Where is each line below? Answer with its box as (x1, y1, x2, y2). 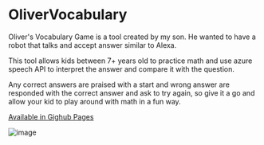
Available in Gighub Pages (8, 112, 94, 121)
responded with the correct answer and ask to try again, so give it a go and (8, 88, 255, 97)
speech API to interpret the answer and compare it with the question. (8, 64, 235, 73)
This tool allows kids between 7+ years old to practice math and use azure (8, 56, 253, 65)
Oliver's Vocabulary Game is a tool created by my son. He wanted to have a (8, 32, 257, 41)
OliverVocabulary (8, 6, 128, 24)
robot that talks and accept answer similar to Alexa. (8, 40, 177, 49)
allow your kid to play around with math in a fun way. (8, 96, 181, 106)
